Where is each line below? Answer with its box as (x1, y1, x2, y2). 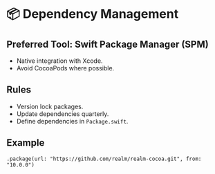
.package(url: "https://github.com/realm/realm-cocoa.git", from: (6, 155, 202, 162)
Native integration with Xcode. (16, 57, 103, 65)
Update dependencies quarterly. (16, 109, 109, 118)
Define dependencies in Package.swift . (16, 117, 129, 125)
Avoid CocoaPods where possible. (16, 64, 115, 72)
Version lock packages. (16, 102, 84, 110)
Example (6, 137, 45, 149)
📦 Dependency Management (6, 6, 179, 22)
